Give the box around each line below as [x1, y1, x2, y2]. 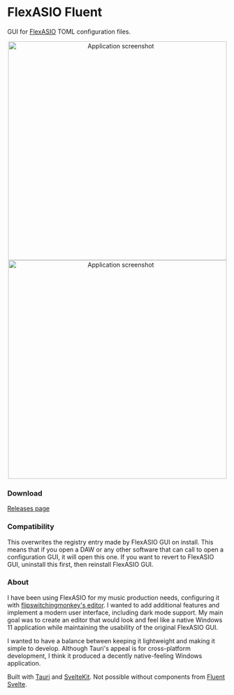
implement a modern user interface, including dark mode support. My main [7, 608, 224, 617]
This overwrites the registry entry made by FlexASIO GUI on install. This [7, 538, 214, 546]
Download [7, 488, 43, 498]
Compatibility [7, 522, 54, 532]
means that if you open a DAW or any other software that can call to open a [7, 545, 224, 554]
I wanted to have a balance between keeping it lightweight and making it [7, 636, 215, 645]
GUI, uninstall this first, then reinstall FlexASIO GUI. [7, 560, 154, 568]
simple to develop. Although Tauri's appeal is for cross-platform [7, 644, 191, 652]
